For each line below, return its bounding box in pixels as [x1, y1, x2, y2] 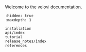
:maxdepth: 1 [5, 17, 32, 22]
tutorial [5, 35, 23, 39]
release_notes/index [5, 39, 47, 44]
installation [5, 26, 32, 31]
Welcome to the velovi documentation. [5, 4, 82, 10]
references [5, 43, 27, 48]
